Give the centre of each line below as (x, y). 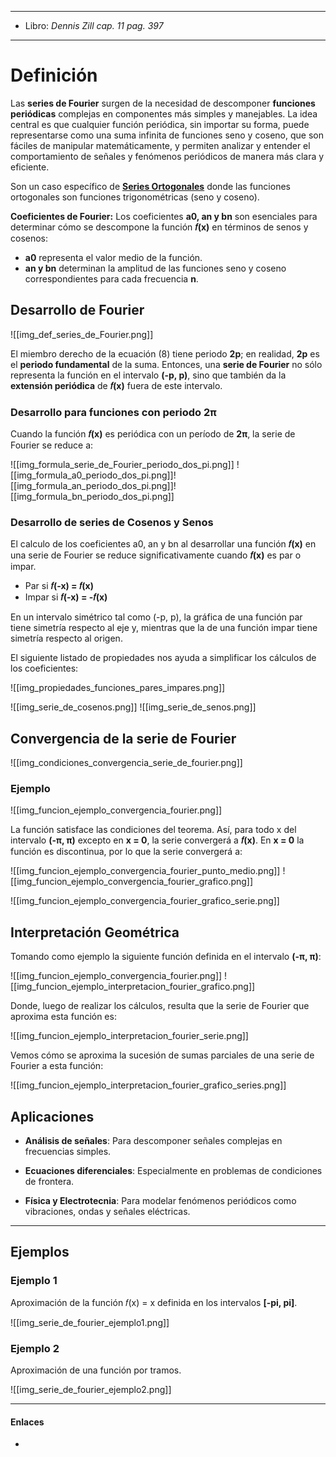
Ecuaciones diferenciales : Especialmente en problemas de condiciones (173, 1171)
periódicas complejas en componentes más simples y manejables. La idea (164, 113)
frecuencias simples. (68, 1152)
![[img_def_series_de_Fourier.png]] (82, 334)
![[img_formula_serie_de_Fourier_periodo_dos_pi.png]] (122, 465)
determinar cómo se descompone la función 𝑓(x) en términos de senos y (159, 227)
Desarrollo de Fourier (77, 310)
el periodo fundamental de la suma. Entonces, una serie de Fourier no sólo (166, 364)
